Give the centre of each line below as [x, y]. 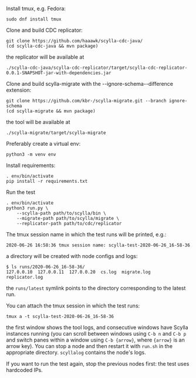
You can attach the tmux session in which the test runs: [73, 306]
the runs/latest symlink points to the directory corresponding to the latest [96, 288]
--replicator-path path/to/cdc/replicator [69, 223]
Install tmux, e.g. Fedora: [36, 9]
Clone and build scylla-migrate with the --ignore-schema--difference [89, 84]
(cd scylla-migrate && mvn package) [51, 111]
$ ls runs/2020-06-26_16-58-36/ [45, 267]
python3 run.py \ [27, 208]
